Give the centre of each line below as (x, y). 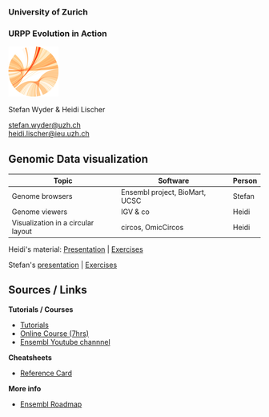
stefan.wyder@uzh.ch (45, 125)
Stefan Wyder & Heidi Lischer (57, 110)
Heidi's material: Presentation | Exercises (76, 249)
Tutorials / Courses (41, 309)
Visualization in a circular (53, 223)
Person (245, 180)
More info (25, 388)
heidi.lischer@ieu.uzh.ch (49, 134)
